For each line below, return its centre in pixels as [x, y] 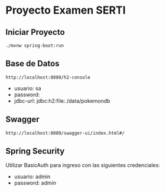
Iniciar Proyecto [35, 32]
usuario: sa [28, 88]
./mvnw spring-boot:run [35, 45]
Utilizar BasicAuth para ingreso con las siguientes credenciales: [83, 165]
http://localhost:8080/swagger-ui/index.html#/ [65, 133]
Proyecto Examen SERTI [66, 10]
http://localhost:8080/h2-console [48, 77]
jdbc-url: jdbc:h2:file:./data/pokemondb [62, 100]
